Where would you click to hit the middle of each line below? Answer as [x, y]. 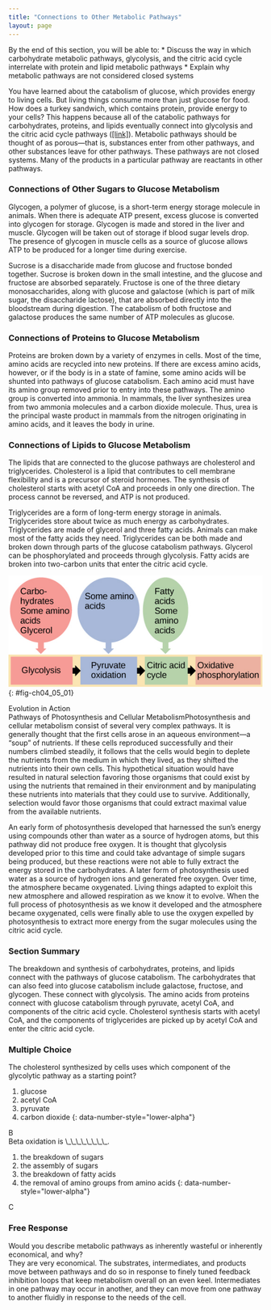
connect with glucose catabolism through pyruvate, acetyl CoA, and [121, 1003]
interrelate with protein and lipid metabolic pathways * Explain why [119, 67]
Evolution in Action [40, 708]
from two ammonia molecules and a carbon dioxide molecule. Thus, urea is [133, 407]
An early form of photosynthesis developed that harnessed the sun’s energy [135, 827]
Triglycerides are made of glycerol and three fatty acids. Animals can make [133, 530]
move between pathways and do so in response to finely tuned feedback [130, 1271]
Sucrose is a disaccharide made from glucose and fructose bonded [120, 265]
